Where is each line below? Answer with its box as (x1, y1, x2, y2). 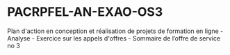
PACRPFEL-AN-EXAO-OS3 (7, 4, 163, 20)
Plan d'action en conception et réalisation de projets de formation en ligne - (7, 27, 224, 35)
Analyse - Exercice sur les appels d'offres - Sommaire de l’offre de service (7, 34, 221, 42)
